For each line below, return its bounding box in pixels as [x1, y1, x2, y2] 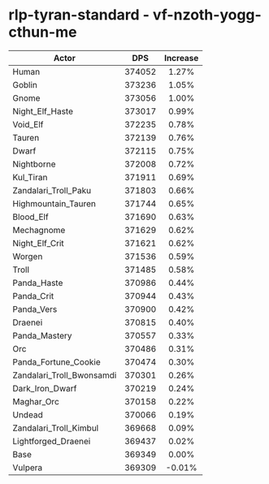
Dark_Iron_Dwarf [12, 382, 77, 394]
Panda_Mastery [12, 330, 72, 341]
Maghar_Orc [12, 395, 59, 407]
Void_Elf [12, 119, 44, 130]
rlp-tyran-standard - [8, 6, 150, 24]
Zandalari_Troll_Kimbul [12, 422, 99, 434]
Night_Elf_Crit [12, 237, 65, 248]
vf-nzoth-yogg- [153, 6, 262, 24]
